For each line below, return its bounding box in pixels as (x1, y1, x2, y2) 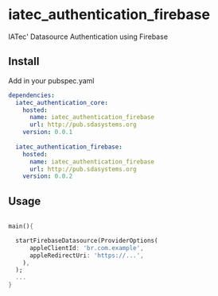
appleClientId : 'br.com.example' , (29, 244, 145, 252)
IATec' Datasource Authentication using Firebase (8, 32, 169, 41)
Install (8, 55, 40, 68)
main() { (8, 222, 34, 231)
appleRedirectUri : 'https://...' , (29, 252, 145, 259)
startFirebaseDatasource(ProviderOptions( (15, 236, 158, 244)
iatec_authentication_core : (15, 98, 109, 106)
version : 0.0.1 (22, 129, 73, 136)
